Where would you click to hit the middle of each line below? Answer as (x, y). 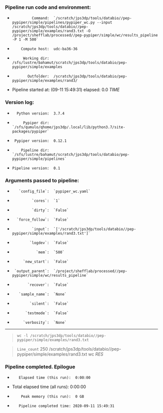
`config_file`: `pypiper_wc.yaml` (55, 191)
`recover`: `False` (48, 285)
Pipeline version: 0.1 (36, 168)
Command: (41, 19)
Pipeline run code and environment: (48, 7)
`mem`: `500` (50, 252)
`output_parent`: (32, 271)
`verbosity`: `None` (45, 322)
